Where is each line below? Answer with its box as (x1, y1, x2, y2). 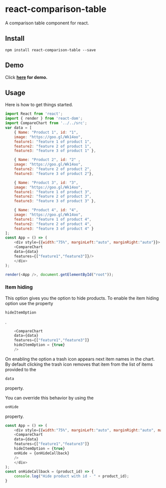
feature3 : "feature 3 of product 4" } (14, 226, 94, 231)
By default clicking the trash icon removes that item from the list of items (5, 361, 153, 367)
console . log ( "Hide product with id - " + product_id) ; (14, 474, 129, 479)
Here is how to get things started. (5, 102, 73, 108)
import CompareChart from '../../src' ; (5, 121, 87, 126)
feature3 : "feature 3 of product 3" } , (14, 199, 96, 204)
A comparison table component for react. (5, 20, 89, 26)
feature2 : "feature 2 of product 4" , (14, 221, 92, 227)
